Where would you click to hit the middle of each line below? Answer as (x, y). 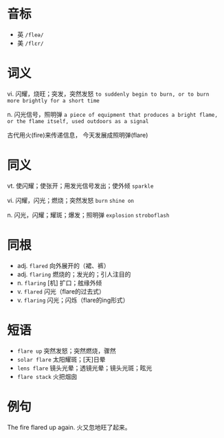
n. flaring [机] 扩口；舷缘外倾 (59, 283)
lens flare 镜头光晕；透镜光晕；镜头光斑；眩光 (85, 368)
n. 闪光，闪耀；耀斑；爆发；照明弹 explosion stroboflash (88, 215)
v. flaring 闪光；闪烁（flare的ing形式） (73, 300)
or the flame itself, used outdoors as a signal (78, 121)
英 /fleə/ (30, 34)
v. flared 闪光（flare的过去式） (61, 291)
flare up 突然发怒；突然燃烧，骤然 (67, 351)
